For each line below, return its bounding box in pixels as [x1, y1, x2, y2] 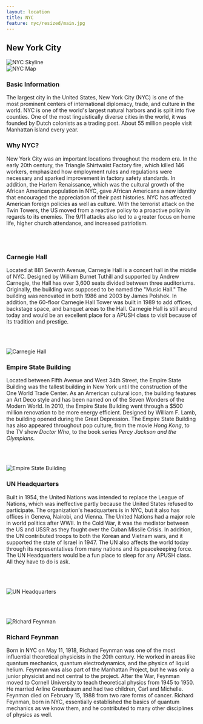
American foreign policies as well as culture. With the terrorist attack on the [6, 200, 195, 207]
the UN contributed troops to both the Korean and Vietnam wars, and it [6, 532, 183, 539]
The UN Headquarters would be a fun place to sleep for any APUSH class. [6, 551, 191, 559]
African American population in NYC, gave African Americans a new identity [6, 187, 196, 194]
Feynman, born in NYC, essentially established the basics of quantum [6, 698, 180, 705]
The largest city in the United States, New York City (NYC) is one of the [6, 94, 184, 101]
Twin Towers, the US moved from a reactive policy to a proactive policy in [6, 207, 190, 214]
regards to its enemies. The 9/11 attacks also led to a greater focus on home [6, 213, 196, 220]
